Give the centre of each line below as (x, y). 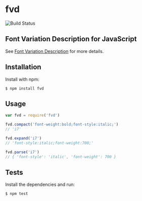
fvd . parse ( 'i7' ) (22, 152)
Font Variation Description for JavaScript (71, 39)
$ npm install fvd (25, 88)
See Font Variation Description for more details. (55, 51)
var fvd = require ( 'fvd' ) (32, 115)
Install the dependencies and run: (40, 184)
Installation (23, 67)
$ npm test (17, 194)
